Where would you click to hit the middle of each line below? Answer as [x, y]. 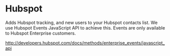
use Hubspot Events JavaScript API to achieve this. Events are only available [85, 27]
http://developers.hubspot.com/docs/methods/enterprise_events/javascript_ [85, 42]
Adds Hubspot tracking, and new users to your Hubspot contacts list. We [81, 22]
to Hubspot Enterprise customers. [41, 33]
